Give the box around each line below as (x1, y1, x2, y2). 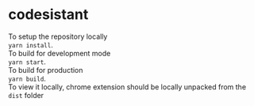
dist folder (8, 90, 44, 100)
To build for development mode (8, 48, 111, 58)
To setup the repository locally (8, 32, 108, 41)
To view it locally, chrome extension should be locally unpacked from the (8, 81, 247, 92)
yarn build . (8, 74, 46, 83)
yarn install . (8, 40, 53, 49)
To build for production (8, 65, 83, 74)
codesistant (8, 6, 89, 24)
